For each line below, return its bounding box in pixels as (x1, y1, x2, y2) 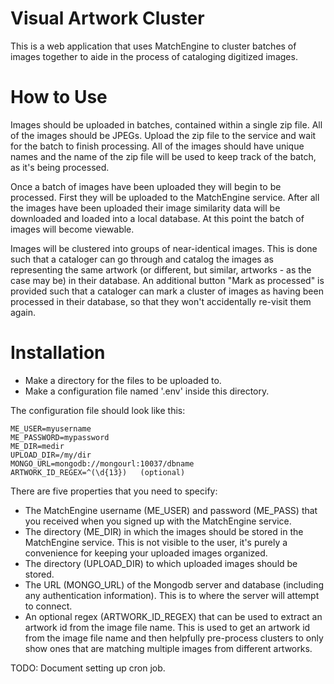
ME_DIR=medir (10, 441, 65, 451)
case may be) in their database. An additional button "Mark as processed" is (10, 274, 325, 286)
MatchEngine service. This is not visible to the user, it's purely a (24, 536, 288, 548)
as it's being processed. (10, 161, 110, 173)
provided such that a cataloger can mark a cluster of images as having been (10, 285, 324, 297)
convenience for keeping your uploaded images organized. (24, 547, 268, 559)
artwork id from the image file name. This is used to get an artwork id (24, 621, 311, 633)
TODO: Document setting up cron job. (10, 662, 166, 674)
